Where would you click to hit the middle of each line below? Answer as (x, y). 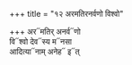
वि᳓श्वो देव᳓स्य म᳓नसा (40, 41)
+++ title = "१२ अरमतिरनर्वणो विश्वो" (66, 14)
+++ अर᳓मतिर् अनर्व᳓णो (45, 32)
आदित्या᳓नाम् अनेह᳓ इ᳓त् (45, 52)
